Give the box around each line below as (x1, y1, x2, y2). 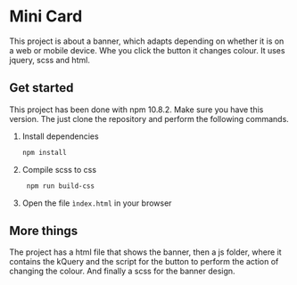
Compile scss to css (21, 164, 96, 175)
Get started (9, 80, 74, 95)
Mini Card (9, 6, 83, 27)
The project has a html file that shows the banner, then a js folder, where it (9, 247, 283, 257)
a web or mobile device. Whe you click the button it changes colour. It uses (9, 45, 285, 55)
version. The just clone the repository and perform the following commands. (9, 113, 290, 124)
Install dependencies (21, 131, 100, 142)
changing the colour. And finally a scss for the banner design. (9, 265, 235, 277)
